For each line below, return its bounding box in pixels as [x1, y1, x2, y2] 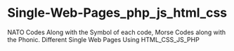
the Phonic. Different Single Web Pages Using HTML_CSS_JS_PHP [7, 35, 200, 43]
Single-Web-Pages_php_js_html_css [7, 5, 228, 21]
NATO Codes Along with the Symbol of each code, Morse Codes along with [7, 28, 226, 36]
